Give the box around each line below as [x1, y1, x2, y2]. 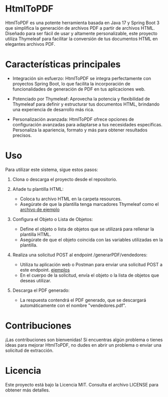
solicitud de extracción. [5, 347, 54, 353]
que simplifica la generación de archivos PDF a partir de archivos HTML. [5, 25, 155, 31]
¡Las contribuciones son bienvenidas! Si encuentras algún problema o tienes [5, 337, 163, 343]
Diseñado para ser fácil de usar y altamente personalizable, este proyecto [5, 30, 158, 36]
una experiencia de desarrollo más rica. [12, 106, 94, 112]
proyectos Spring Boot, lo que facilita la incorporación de [12, 81, 130, 87]
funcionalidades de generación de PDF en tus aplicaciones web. [12, 86, 145, 92]
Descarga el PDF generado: [12, 287, 70, 293]
